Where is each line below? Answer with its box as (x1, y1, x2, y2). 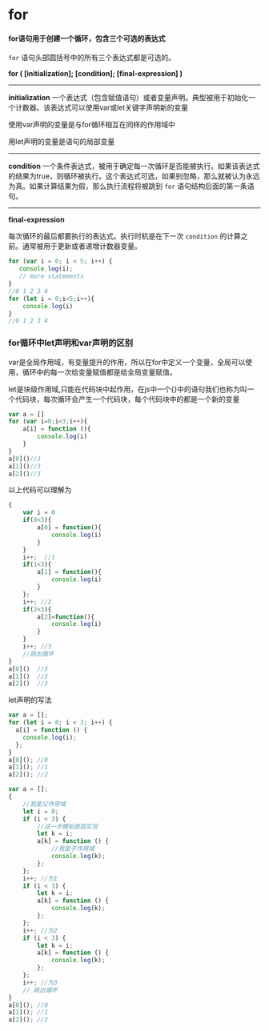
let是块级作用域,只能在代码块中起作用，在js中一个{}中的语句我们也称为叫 (8, 384, 247, 394)
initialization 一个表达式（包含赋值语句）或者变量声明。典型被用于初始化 (8, 93, 249, 102)
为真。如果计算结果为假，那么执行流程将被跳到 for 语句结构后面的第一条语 (8, 182, 255, 191)
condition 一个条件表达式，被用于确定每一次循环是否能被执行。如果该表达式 (8, 162, 260, 171)
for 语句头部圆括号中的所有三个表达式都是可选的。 (8, 53, 176, 62)
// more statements (18, 272, 84, 281)
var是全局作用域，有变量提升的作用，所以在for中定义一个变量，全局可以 (8, 357, 246, 367)
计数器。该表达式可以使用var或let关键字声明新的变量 (14, 102, 189, 113)
